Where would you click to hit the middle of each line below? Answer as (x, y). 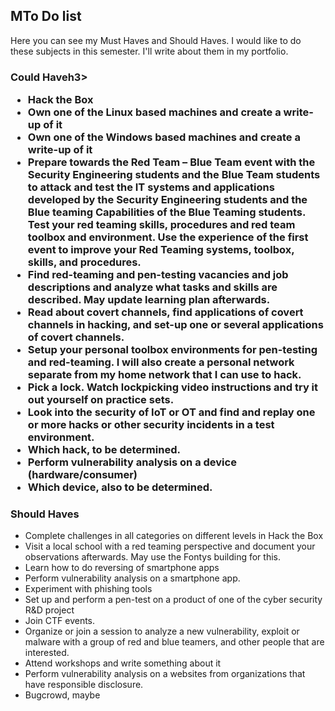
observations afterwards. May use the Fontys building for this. (152, 557)
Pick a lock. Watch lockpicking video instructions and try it (173, 387)
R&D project (49, 610)
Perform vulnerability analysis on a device (132, 462)
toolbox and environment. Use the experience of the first (168, 237)
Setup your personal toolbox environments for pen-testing (172, 350)
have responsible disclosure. (84, 685)
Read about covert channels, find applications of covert (165, 312)
